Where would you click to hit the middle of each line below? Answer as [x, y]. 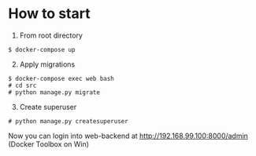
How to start [49, 14]
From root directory [51, 35]
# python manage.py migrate [54, 92]
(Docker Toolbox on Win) [48, 144]
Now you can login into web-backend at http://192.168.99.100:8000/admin [128, 136]
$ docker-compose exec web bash [61, 78]
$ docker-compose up [42, 49]
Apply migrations [47, 64]
